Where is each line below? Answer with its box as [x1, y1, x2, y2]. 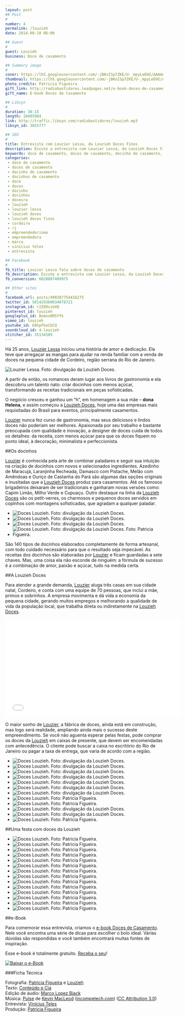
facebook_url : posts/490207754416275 [5, 295, 84, 300]
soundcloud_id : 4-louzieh [5, 328, 59, 333]
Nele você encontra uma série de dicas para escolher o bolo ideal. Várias [5, 930, 156, 936]
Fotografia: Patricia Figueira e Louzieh [5, 979, 84, 985]
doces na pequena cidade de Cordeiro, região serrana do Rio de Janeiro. [5, 357, 156, 363]
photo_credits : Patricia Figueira [5, 81, 78, 87]
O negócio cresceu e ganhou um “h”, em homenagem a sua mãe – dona [5, 396, 154, 402]
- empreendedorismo [7, 230, 49, 235]
